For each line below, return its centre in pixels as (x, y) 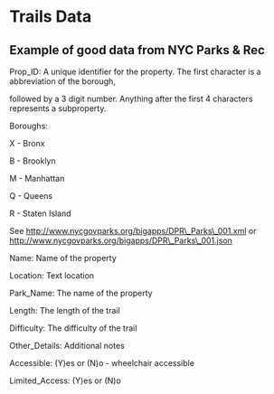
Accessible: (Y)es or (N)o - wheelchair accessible (102, 363)
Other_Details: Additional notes (67, 346)
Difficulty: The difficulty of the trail (73, 328)
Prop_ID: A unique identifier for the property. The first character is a (135, 71)
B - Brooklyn (33, 161)
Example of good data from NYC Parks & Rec (137, 50)
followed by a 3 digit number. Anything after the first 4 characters (131, 98)
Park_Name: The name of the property (81, 293)
